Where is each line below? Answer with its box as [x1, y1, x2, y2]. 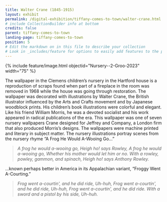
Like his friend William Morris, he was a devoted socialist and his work [5, 109, 149, 115]
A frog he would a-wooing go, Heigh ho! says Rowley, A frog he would [17, 145, 162, 151]
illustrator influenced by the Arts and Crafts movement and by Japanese [5, 99, 153, 104]
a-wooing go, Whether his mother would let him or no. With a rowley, [17, 150, 159, 157]
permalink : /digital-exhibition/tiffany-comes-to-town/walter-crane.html [5, 16, 162, 21]
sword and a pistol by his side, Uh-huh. [17, 191, 98, 197]
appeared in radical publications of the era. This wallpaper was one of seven [5, 114, 162, 120]
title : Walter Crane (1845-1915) [5, 7, 75, 12]
